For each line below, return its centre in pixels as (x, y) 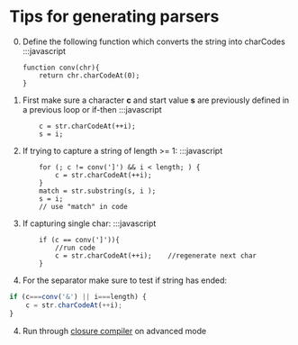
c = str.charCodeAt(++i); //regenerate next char (156, 255)
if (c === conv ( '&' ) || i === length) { (78, 296)
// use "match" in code (83, 206)
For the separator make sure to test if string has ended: (125, 280)
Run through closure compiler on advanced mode (114, 331)
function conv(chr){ (61, 68)
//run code (76, 248)
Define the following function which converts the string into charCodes (154, 41)
